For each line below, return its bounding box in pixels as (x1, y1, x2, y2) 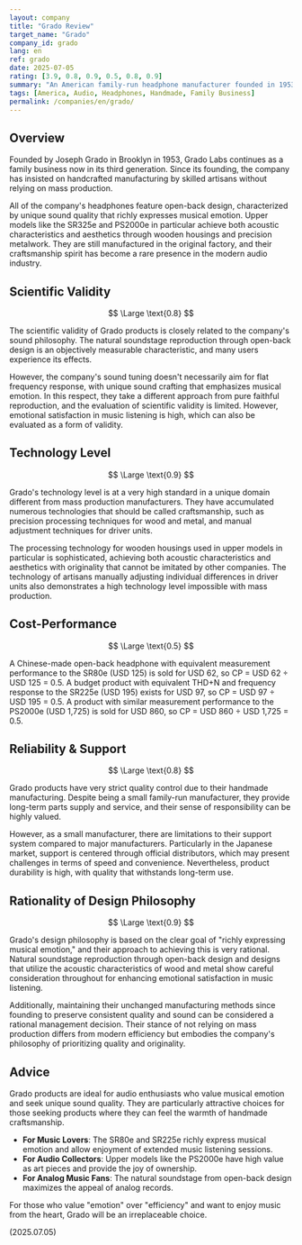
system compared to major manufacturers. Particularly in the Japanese (9, 839, 272, 850)
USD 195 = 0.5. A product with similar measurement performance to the (9, 695, 274, 707)
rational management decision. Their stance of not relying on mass (9, 1019, 257, 1030)
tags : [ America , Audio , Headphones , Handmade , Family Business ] (9, 88, 255, 97)
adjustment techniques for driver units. (9, 524, 153, 536)
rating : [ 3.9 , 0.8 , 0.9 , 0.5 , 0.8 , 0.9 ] (9, 72, 164, 81)
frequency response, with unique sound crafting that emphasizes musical (9, 381, 281, 392)
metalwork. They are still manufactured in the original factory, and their (9, 239, 272, 250)
